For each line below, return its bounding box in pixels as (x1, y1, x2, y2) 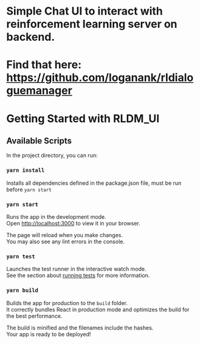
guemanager (6, 84, 73, 98)
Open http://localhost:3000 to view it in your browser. (6, 219, 141, 227)
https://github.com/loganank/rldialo (6, 71, 194, 84)
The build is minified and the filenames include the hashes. (6, 324, 154, 331)
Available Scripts (6, 136, 72, 146)
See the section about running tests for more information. (6, 272, 150, 279)
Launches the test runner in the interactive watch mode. (6, 266, 147, 273)
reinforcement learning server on (6, 17, 178, 31)
